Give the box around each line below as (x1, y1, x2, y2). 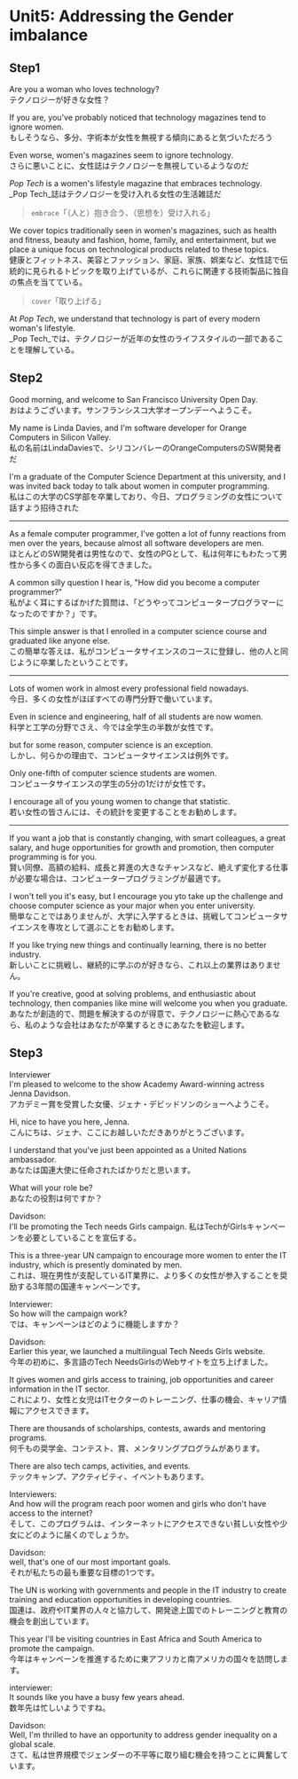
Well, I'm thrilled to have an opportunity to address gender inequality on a (9, 1729, 278, 1740)
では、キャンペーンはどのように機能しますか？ (9, 1319, 180, 1329)
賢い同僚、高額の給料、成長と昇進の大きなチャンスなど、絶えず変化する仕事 (9, 862, 288, 873)
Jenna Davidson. (9, 1088, 71, 1099)
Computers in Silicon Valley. (9, 432, 112, 443)
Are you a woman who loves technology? (9, 84, 160, 94)
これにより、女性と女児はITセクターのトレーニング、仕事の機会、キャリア (9, 1394, 279, 1405)
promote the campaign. (9, 1642, 95, 1653)
